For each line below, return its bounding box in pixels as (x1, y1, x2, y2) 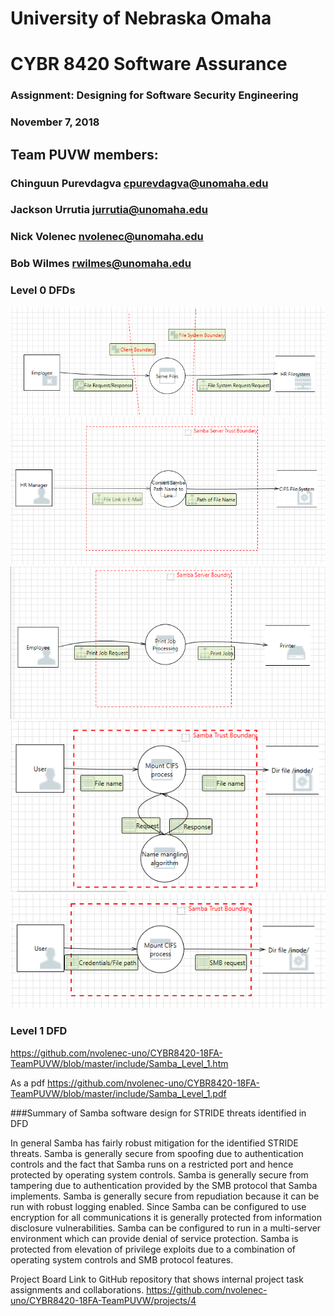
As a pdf (10, 1077, 46, 1089)
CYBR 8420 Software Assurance (10, 53, 288, 76)
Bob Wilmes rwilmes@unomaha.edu (10, 257, 192, 271)
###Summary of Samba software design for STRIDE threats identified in (10, 1107, 307, 1119)
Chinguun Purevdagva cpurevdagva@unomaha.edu (10, 176, 269, 190)
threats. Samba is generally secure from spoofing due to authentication (10, 1147, 304, 1159)
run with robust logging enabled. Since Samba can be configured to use (10, 1200, 307, 1212)
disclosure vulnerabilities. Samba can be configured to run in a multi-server (10, 1222, 322, 1234)
